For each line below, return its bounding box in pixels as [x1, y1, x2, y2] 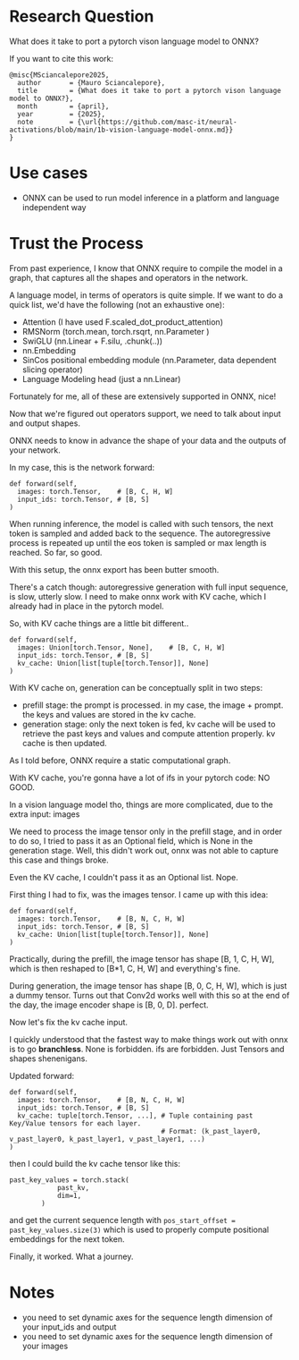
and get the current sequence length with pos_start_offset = [9, 1214, 237, 1225]
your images [21, 1340, 69, 1351]
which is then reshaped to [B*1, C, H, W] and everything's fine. [9, 963, 241, 973]
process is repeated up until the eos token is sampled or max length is [9, 537, 267, 548]
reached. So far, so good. [9, 547, 103, 557]
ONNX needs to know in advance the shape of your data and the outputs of [9, 435, 287, 446]
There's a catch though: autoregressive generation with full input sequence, [9, 582, 288, 592]
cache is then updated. [21, 737, 107, 748]
